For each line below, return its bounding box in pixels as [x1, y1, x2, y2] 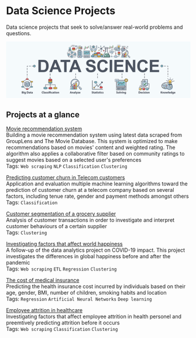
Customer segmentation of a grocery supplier [6, 210, 116, 218]
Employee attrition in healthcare [6, 307, 83, 314]
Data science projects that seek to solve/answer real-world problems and [6, 23, 183, 31]
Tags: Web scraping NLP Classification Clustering [6, 163, 128, 170]
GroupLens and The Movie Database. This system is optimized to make [6, 138, 178, 145]
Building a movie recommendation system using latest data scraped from [6, 131, 183, 138]
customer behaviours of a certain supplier [6, 223, 107, 230]
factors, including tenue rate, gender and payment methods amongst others [6, 192, 189, 200]
